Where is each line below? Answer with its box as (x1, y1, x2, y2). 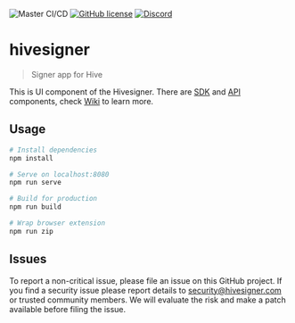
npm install (9, 153, 53, 162)
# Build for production (9, 195, 98, 203)
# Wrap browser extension (9, 219, 105, 228)
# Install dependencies (9, 145, 98, 154)
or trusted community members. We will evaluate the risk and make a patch (9, 294, 287, 305)
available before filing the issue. (9, 303, 127, 314)
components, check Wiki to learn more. (9, 95, 154, 106)
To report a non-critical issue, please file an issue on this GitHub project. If (9, 275, 283, 286)
